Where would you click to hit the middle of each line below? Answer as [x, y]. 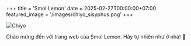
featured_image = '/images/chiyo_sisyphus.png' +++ [70, 14]
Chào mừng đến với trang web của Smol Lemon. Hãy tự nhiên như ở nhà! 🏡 [96, 37]
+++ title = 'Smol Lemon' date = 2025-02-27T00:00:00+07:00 [81, 8]
